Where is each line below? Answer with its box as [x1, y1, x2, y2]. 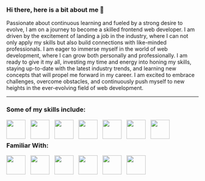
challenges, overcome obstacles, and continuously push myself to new [6, 78, 185, 85]
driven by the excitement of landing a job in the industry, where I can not [6, 32, 189, 40]
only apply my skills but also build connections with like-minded [6, 39, 167, 46]
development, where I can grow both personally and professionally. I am [6, 52, 188, 59]
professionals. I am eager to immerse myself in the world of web [6, 45, 168, 53]
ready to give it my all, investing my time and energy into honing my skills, [6, 58, 192, 66]
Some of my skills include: [6, 105, 86, 114]
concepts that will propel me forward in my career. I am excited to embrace [6, 72, 195, 79]
